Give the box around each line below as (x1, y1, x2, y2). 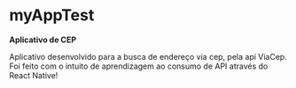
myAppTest (9, 5, 95, 26)
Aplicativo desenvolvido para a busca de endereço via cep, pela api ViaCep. (9, 51, 288, 62)
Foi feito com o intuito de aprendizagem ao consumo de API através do (9, 61, 269, 71)
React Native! (9, 70, 58, 80)
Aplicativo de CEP (9, 34, 77, 45)
